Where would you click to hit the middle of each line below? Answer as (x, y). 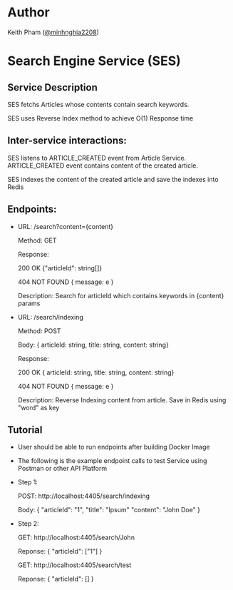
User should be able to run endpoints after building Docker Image (114, 447)
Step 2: (28, 524)
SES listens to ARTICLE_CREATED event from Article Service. (97, 158)
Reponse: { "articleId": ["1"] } (60, 551)
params (29, 303)
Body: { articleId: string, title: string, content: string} (93, 345)
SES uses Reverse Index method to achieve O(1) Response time (100, 118)
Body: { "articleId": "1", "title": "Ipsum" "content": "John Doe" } (109, 510)
